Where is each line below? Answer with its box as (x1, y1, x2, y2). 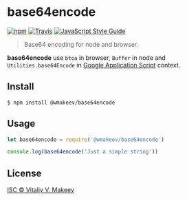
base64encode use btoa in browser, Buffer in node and (7, 53, 166, 62)
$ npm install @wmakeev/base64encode (7, 99, 115, 106)
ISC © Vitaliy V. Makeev (7, 186, 74, 194)
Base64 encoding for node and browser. (23, 40, 139, 48)
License (7, 167, 42, 179)
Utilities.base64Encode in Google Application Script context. (7, 61, 181, 69)
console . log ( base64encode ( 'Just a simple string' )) (7, 149, 158, 156)
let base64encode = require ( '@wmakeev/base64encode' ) (7, 136, 165, 143)
